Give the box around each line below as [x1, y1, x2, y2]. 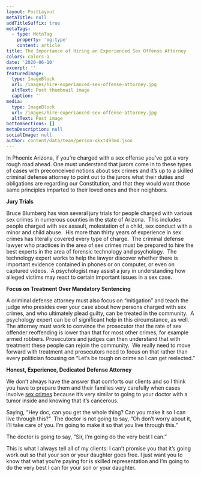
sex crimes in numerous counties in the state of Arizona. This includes [6, 216, 181, 223]
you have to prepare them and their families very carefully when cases [6, 384, 181, 391]
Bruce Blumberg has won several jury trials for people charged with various [6, 209, 193, 217]
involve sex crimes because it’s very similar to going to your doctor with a [6, 390, 188, 397]
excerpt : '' [6, 64, 36, 71]
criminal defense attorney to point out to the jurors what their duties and [6, 173, 184, 181]
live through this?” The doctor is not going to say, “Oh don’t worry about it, [6, 415, 192, 422]
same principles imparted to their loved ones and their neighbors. [6, 186, 168, 193]
